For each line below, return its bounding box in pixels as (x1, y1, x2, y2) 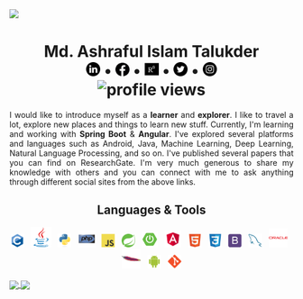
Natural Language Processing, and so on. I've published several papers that (9, 148, 294, 159)
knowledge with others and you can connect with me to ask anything (9, 167, 294, 177)
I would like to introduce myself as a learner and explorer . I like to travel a (9, 109, 294, 120)
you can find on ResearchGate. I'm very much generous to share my (9, 157, 294, 168)
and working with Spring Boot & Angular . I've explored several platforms (9, 128, 294, 139)
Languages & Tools (96, 203, 207, 218)
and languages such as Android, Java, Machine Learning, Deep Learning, (9, 138, 294, 149)
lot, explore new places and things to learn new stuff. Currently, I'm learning (9, 119, 294, 130)
